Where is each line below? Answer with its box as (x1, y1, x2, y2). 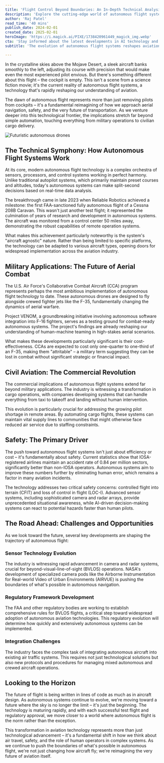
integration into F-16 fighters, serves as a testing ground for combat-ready (5, 318, 155, 324)
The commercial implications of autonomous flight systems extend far (5, 381, 145, 387)
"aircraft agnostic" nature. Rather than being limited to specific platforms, (5, 238, 152, 244)
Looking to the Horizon (5, 678, 76, 687)
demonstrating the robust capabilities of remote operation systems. (5, 223, 141, 229)
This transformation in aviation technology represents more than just (5, 727, 143, 733)
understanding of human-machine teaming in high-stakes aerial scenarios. (5, 329, 155, 335)
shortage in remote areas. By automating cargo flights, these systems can (5, 411, 154, 417)
